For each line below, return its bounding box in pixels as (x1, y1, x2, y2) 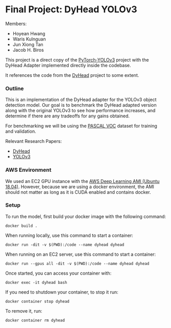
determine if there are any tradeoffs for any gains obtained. (5, 113, 130, 119)
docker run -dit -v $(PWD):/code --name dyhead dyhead (5, 242, 125, 247)
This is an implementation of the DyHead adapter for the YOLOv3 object (5, 96, 157, 103)
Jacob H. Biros (12, 47, 44, 53)
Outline (5, 85, 24, 92)
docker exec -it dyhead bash (5, 280, 67, 285)
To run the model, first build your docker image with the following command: (5, 213, 166, 219)
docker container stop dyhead (5, 299, 70, 304)
